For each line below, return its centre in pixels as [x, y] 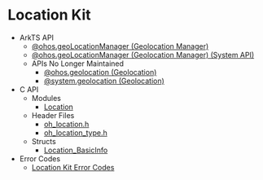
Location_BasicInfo [76, 150]
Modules [46, 98]
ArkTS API [37, 37]
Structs [44, 141]
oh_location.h [66, 124]
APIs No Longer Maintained [77, 64]
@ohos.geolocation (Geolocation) [100, 72]
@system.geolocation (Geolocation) [104, 81]
